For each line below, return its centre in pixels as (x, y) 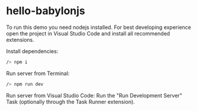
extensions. (20, 40)
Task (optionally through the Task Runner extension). (70, 102)
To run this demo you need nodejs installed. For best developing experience (98, 27)
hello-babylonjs (46, 11)
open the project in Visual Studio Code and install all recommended (88, 33)
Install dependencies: (32, 51)
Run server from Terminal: (38, 73)
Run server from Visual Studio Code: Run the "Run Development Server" (94, 95)
